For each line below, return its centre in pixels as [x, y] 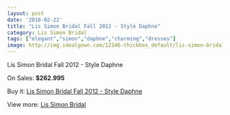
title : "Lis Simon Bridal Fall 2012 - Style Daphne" [84, 26]
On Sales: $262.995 [36, 78]
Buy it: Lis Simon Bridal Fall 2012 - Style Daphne [75, 91]
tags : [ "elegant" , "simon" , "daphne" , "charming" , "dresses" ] [91, 39]
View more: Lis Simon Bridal [47, 104]
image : [16, 45]
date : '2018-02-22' [35, 20]
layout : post [26, 13]
